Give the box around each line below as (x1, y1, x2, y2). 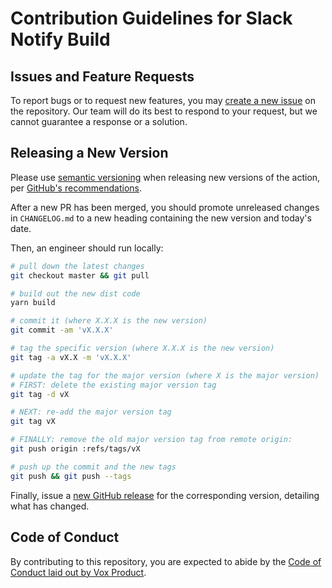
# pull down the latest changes (10, 261, 145, 271)
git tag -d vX (10, 389, 70, 399)
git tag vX (10, 417, 56, 427)
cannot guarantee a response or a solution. (10, 116, 188, 127)
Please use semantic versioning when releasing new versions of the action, (10, 171, 321, 183)
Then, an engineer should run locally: (10, 242, 164, 254)
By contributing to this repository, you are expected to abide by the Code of (10, 555, 322, 567)
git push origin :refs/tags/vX (10, 444, 141, 454)
